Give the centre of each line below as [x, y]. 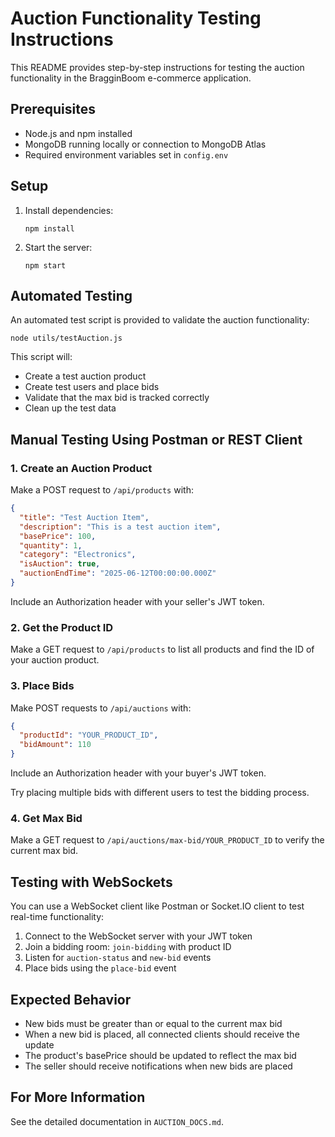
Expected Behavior [71, 999]
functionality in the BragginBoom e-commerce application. [131, 78]
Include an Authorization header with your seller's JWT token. [137, 601]
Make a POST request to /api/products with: [102, 490]
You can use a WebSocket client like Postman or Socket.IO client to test [157, 906]
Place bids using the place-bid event [100, 968]
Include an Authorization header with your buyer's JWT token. [138, 773]
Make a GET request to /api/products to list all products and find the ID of [162, 649]
